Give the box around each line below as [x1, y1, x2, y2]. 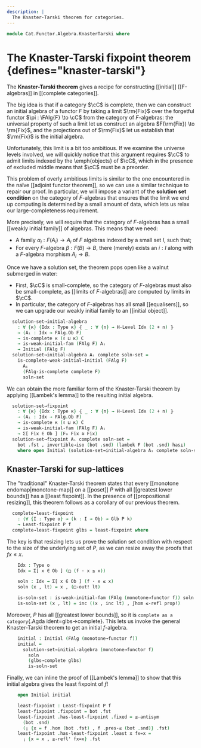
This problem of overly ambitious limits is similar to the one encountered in [7, 175, 190, 182]
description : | [7, 8, 45, 15]
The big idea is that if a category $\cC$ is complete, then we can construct [7, 101, 191, 108]
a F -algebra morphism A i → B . [15, 251, 90, 259]
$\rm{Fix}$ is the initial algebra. [7, 133, 85, 141]
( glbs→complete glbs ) [28, 658, 82, 664]
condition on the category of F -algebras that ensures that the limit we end [7, 194, 190, 201]
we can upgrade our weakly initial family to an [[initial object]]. [15, 307, 169, 314]
